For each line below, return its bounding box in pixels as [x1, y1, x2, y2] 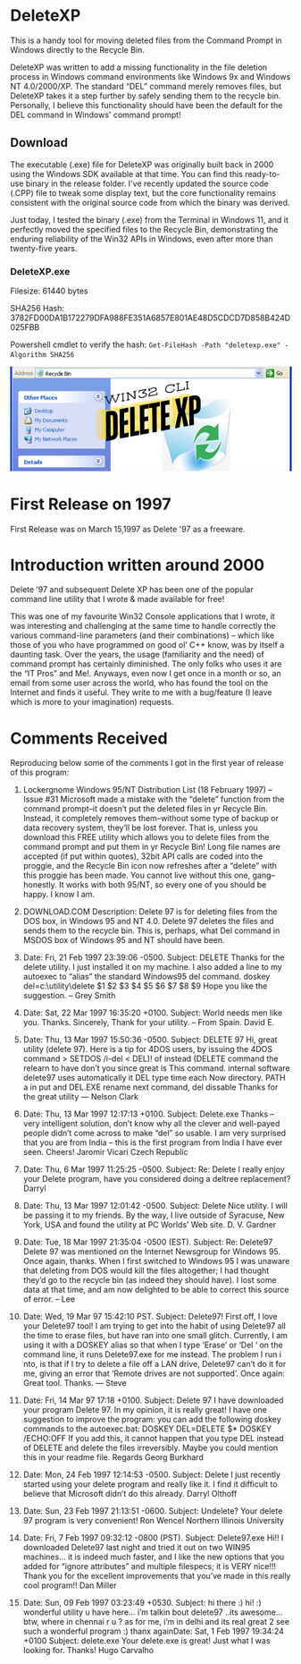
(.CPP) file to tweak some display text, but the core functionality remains [10, 187, 276, 198]
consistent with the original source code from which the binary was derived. [10, 197, 290, 208]
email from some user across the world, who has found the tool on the [10, 677, 269, 689]
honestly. [22, 879, 57, 890]
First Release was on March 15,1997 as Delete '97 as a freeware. [10, 523, 246, 534]
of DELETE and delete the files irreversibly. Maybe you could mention [22, 1442, 279, 1454]
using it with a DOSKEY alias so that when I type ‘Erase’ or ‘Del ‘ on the [22, 1339, 284, 1351]
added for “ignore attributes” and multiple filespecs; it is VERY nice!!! [22, 1561, 276, 1572]
